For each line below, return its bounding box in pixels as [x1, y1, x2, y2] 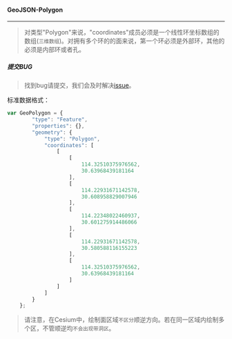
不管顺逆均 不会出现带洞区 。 [42, 325, 115, 333]
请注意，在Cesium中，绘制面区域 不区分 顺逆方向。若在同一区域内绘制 [23, 316, 219, 324]
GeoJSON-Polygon [7, 6, 64, 14]
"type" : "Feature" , [32, 116, 88, 124]
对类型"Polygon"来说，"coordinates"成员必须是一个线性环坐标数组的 [23, 28, 220, 37]
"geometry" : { [32, 128, 72, 136]
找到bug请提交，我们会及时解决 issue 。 [23, 81, 135, 90]
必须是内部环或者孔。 [23, 46, 85, 54]
